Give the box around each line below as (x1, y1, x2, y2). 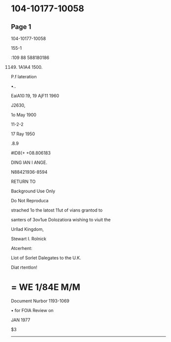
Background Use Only (11, 188, 56, 194)
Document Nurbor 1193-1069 (11, 298, 70, 304)
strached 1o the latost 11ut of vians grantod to (11, 207, 103, 213)
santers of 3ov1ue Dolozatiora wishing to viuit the (11, 217, 111, 222)
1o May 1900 (11, 112, 37, 118)
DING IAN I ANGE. (11, 159, 48, 165)
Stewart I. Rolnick (11, 236, 47, 242)
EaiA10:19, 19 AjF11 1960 (11, 93, 59, 98)
